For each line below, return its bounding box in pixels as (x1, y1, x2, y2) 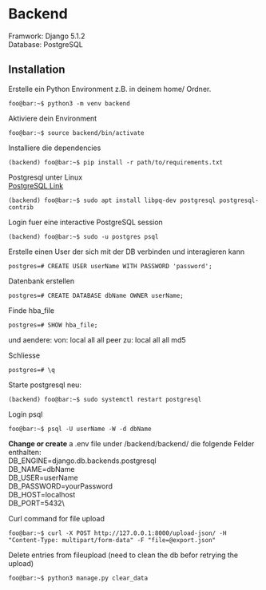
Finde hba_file (8, 305, 54, 315)
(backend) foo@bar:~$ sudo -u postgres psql (8, 232, 159, 240)
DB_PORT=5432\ (8, 498, 66, 508)
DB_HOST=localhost (8, 489, 76, 499)
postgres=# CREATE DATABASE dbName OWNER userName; (8, 291, 184, 299)
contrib (8, 203, 34, 212)
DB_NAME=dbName (8, 464, 75, 473)
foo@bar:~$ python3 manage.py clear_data (8, 574, 149, 582)
